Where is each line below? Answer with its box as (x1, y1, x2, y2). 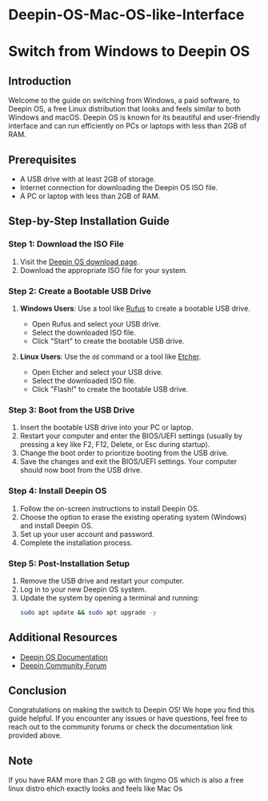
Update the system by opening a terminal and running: (19, 592, 200, 603)
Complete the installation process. (19, 538, 134, 547)
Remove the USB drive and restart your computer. (19, 575, 185, 585)
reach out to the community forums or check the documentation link (8, 722, 234, 732)
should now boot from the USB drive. (19, 466, 142, 475)
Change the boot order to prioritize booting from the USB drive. (19, 448, 229, 458)
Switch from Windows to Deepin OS (8, 43, 250, 61)
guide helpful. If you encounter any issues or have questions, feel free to (8, 714, 248, 723)
